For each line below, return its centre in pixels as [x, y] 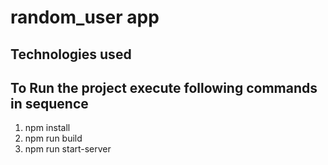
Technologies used [71, 54]
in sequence [49, 103]
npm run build [53, 138]
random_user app [85, 17]
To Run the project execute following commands [164, 87]
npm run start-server [68, 149]
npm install [47, 128]
